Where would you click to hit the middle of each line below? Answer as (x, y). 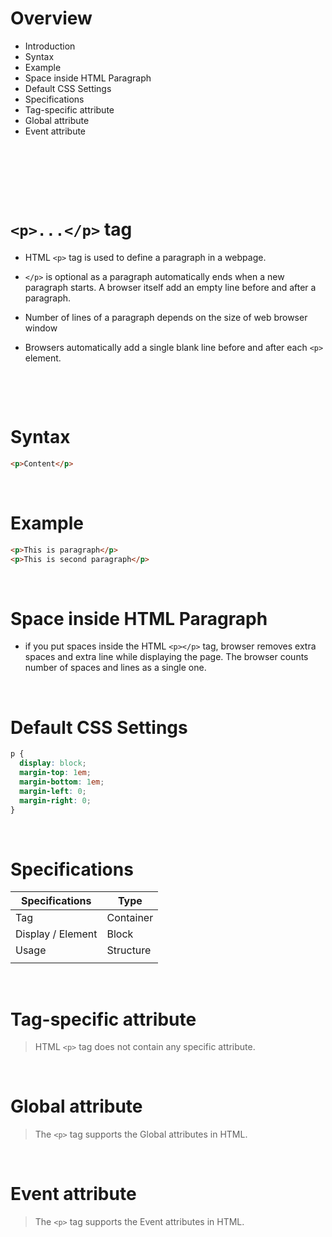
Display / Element (56, 934)
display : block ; (53, 763)
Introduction (50, 46)
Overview (51, 18)
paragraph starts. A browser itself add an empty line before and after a (170, 287)
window (41, 328)
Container (130, 918)
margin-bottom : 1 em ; (62, 782)
